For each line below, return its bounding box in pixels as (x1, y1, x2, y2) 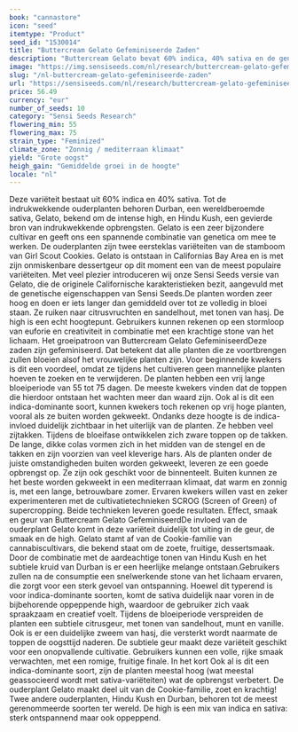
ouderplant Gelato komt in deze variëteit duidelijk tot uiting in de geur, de (9, 524, 275, 535)
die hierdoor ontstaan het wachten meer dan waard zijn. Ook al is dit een (9, 392, 275, 403)
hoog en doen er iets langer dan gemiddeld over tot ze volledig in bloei (9, 298, 268, 309)
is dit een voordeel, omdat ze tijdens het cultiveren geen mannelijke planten (9, 364, 286, 374)
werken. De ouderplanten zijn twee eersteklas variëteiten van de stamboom (9, 241, 286, 252)
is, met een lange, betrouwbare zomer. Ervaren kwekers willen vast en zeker (9, 486, 288, 497)
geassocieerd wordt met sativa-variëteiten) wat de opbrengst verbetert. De (9, 675, 284, 686)
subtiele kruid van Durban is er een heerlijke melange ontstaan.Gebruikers (9, 562, 280, 572)
